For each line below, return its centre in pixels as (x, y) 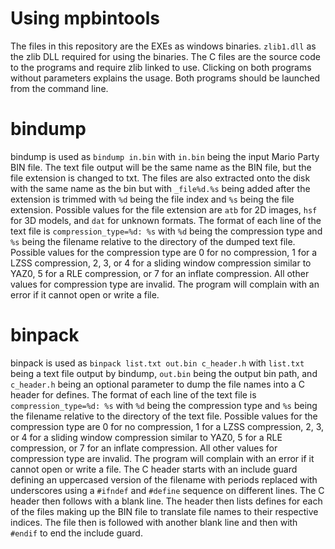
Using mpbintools (85, 18)
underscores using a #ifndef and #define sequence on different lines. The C (167, 490)
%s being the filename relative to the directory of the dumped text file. (153, 241)
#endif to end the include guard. (76, 533)
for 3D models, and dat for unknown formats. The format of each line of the (166, 220)
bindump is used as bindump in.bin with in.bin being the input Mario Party (165, 156)
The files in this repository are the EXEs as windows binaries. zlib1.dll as (163, 46)
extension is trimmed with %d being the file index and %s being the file (152, 199)
